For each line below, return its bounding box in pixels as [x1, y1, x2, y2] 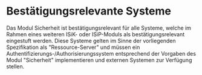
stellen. [6, 62, 25, 70]
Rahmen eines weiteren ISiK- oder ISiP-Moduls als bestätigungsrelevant [6, 30, 185, 37]
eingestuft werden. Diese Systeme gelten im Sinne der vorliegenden [6, 37, 176, 44]
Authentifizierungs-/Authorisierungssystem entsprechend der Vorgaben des [6, 50, 197, 57]
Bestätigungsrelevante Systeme [6, 4, 171, 18]
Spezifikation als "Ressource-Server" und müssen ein [6, 44, 140, 51]
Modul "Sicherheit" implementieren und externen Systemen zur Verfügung [6, 56, 192, 64]
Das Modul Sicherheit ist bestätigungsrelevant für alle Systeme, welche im [6, 24, 192, 31]
